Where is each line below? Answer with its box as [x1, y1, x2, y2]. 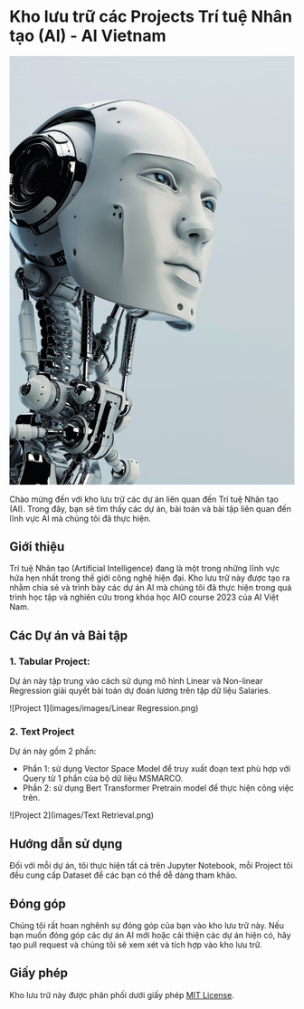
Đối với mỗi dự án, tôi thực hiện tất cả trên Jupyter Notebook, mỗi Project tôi [9, 860, 293, 871]
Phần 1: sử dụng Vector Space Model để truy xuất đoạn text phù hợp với [22, 764, 291, 774]
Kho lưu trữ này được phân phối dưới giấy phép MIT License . [9, 989, 235, 1000]
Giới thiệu [9, 539, 65, 554]
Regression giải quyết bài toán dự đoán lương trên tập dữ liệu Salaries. [9, 686, 271, 697]
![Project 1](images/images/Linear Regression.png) [9, 703, 199, 714]
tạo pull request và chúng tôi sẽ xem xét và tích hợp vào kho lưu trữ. [9, 939, 262, 950]
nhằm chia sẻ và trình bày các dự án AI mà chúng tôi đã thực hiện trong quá [9, 582, 292, 593]
